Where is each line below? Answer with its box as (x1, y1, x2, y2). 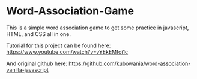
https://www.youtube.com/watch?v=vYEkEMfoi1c (6, 48, 129, 55)
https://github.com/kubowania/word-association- (68, 60, 191, 67)
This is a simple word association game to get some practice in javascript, (6, 24, 189, 31)
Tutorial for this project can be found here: (6, 42, 111, 49)
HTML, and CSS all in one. (6, 30, 71, 37)
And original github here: (6, 60, 68, 67)
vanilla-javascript (6, 66, 49, 73)
